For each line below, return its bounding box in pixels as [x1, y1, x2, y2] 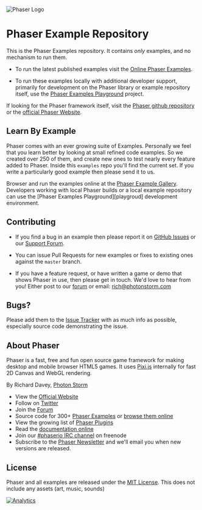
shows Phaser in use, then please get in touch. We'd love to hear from [15, 276, 191, 283]
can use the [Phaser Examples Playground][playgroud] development [6, 192, 178, 200]
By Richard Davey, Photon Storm [6, 381, 88, 389]
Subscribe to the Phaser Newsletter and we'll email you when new [15, 438, 181, 445]
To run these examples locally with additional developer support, [15, 77, 178, 85]
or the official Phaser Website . [6, 108, 82, 116]
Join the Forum [15, 406, 54, 413]
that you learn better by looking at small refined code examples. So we [6, 148, 184, 156]
